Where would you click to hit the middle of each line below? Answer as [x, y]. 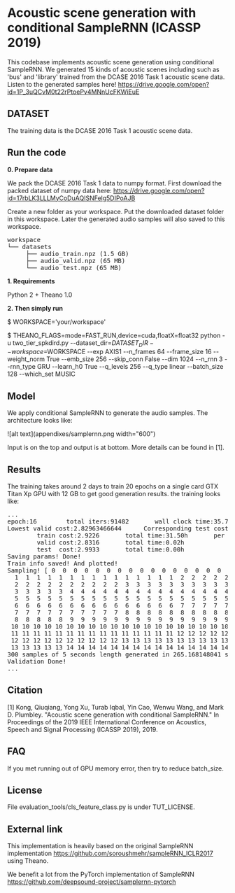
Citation [25, 690]
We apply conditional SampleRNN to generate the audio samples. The [108, 413]
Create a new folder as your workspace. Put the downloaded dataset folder [116, 211]
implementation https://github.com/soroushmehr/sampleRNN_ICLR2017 [110, 853]
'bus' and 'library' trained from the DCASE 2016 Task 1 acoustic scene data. [116, 77]
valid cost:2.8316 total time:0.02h [111, 542]
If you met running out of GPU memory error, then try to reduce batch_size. [115, 768]
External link [35, 829]
